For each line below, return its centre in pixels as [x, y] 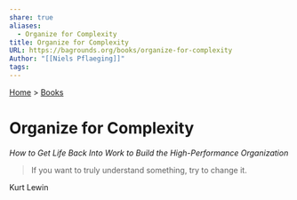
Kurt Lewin [29, 187]
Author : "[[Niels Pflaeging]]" [67, 59]
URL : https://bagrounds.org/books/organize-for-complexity [121, 51]
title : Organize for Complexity [69, 42]
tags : [19, 68]
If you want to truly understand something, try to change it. [139, 170]
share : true [31, 17]
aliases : [25, 26]
